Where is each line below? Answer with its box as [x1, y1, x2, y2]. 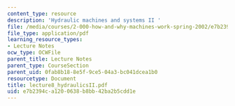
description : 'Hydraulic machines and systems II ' [7, 17, 161, 24]
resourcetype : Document [7, 75, 77, 82]
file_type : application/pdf [7, 29, 90, 37]
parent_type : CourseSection [7, 62, 90, 69]
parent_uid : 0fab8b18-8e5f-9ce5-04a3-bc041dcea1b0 [7, 68, 158, 75]
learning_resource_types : [7, 36, 83, 43]
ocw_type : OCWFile [7, 50, 61, 56]
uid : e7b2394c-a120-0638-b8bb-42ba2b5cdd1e [7, 88, 136, 95]
